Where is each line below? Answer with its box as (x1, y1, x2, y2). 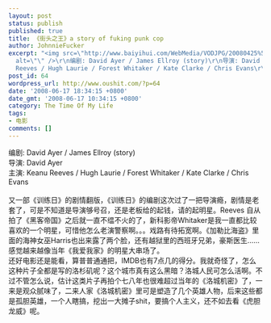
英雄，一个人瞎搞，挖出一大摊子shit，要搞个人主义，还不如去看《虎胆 (29, 296, 261, 305)
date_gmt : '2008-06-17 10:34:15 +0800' (8, 94, 143, 103)
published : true (8, 27, 63, 35)
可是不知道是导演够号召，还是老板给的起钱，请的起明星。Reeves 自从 (29, 205, 261, 215)
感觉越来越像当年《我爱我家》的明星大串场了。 (8, 245, 164, 255)
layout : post (8, 11, 52, 20)
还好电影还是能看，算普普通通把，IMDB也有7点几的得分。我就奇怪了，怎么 (8, 255, 256, 265)
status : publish (8, 19, 63, 27)
